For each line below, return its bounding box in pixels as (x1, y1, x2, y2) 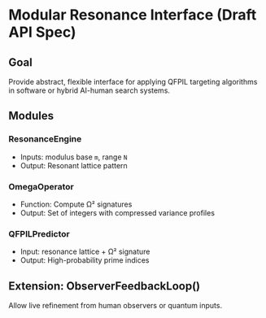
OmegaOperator (8, 181, 75, 192)
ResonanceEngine (8, 133, 82, 145)
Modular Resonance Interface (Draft (8, 6, 257, 24)
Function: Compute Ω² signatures (20, 199, 133, 209)
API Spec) (8, 23, 76, 41)
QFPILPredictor (8, 228, 71, 239)
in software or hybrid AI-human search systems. (8, 85, 171, 95)
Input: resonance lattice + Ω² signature (20, 246, 150, 257)
